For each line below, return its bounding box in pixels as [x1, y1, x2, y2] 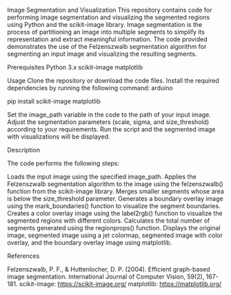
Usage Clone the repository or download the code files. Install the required [7, 77, 219, 85]
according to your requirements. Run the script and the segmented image [7, 125, 216, 133]
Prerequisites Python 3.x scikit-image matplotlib [7, 63, 143, 71]
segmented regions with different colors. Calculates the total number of [7, 216, 210, 225]
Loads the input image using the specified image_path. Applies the [7, 172, 197, 181]
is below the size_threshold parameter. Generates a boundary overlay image [7, 194, 223, 203]
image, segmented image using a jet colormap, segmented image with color [7, 231, 223, 239]
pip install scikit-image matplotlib [7, 97, 101, 105]
